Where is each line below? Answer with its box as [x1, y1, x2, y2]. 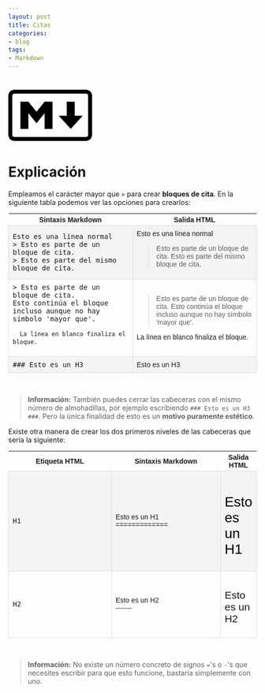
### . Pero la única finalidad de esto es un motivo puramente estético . [27, 412, 255, 421]
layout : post [8, 13, 51, 20]
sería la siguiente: [8, 435, 65, 445]
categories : [8, 29, 47, 37]
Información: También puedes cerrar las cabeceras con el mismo [27, 395, 242, 404]
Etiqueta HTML [35, 456, 84, 465]
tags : [8, 46, 26, 54]
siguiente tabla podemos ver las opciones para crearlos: [8, 198, 191, 207]
